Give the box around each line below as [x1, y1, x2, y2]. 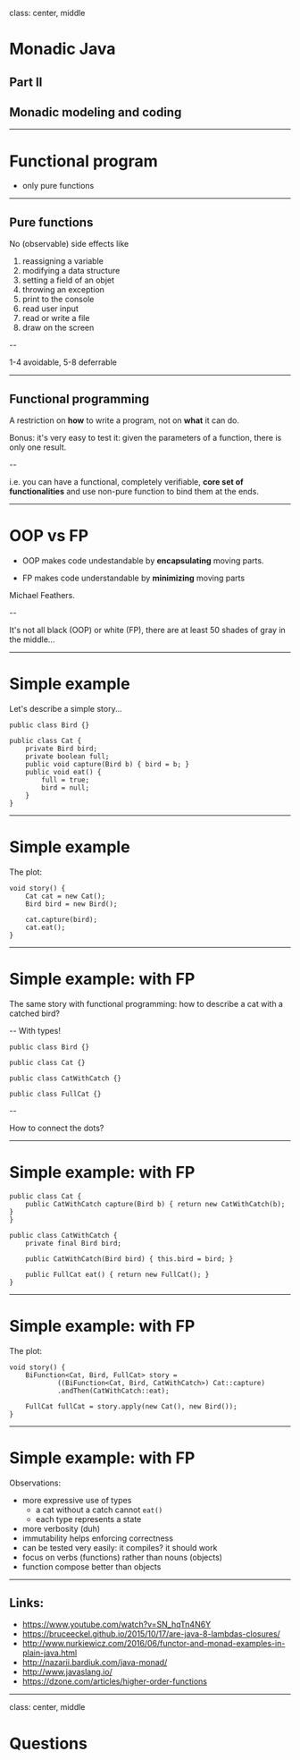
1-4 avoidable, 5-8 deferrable [9, 357, 118, 368]
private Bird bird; [25, 744, 98, 753]
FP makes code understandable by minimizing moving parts [21, 572, 246, 583]
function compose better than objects [21, 1561, 162, 1572]
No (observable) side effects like [9, 239, 129, 250]
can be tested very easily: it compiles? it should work [21, 1542, 218, 1553]
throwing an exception [21, 284, 105, 295]
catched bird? [9, 1008, 61, 1019]
